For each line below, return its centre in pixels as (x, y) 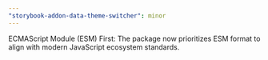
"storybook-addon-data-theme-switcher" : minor (87, 16)
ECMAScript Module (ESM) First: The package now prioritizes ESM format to (134, 38)
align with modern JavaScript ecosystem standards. (94, 47)
